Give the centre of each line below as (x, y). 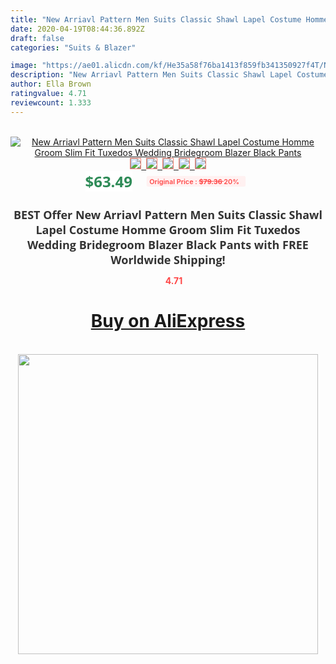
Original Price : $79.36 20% (194, 181)
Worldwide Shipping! (168, 259)
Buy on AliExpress (168, 321)
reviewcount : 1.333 (51, 102)
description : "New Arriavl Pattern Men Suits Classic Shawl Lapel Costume (169, 75)
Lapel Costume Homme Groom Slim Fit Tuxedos (168, 229)
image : (24, 66)
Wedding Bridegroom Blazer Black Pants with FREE (168, 244)
